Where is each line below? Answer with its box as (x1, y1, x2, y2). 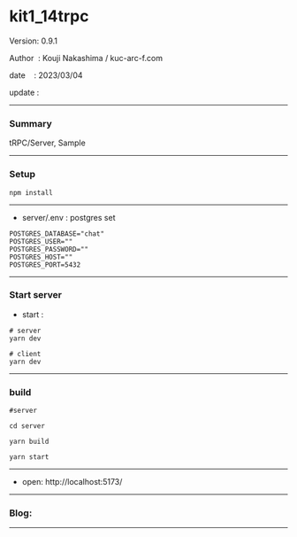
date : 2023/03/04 (9, 69, 83, 81)
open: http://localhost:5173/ (21, 477, 123, 487)
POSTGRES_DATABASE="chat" (9, 229, 104, 238)
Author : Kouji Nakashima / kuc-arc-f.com (9, 52, 164, 63)
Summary (9, 117, 53, 129)
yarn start (9, 453, 49, 462)
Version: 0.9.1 (9, 35, 58, 46)
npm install (9, 188, 53, 197)
